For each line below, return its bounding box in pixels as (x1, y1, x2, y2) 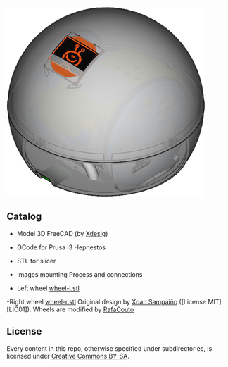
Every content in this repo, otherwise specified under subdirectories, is (6, 344, 213, 352)
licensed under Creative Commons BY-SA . (6, 352, 129, 360)
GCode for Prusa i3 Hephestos (16, 243, 106, 251)
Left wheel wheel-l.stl (16, 284, 80, 292)
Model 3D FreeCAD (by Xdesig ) (16, 229, 108, 237)
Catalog (6, 211, 42, 223)
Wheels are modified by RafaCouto (32, 305, 134, 313)
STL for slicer (16, 256, 56, 265)
